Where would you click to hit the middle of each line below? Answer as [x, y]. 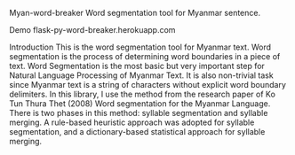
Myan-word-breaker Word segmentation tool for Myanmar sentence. [135, 13]
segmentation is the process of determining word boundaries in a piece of [145, 56]
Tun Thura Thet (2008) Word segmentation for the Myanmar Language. [140, 104]
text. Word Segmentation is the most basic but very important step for [137, 66]
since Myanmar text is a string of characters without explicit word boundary [148, 85]
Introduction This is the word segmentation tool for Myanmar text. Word [140, 47]
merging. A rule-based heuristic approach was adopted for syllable [132, 122]
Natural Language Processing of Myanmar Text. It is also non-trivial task [141, 75]
